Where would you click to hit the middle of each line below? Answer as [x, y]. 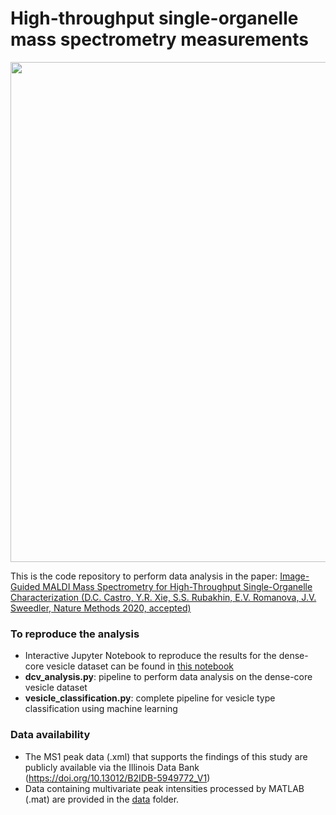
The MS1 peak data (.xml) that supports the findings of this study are [166, 756]
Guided [25, 586]
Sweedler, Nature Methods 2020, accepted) [101, 608]
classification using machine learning [101, 709]
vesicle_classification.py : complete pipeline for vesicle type [150, 698]
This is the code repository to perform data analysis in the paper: [144, 576]
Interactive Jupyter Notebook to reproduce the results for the [150, 656]
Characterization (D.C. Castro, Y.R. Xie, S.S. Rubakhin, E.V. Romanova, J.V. [163, 597]
